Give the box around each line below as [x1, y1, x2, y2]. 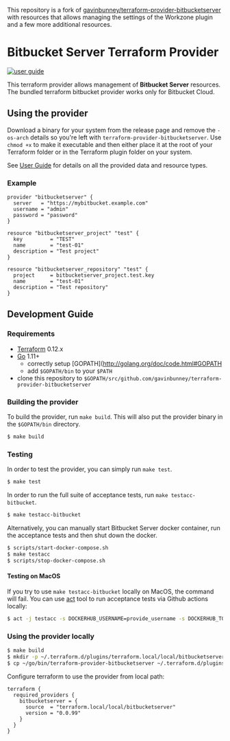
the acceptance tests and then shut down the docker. [7, 531, 157, 539]
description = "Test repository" [13, 284, 109, 291]
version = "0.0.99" [25, 709, 81, 716]
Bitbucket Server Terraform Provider [7, 45, 219, 60]
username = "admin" [13, 206, 69, 213]
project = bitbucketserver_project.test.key [13, 272, 155, 279]
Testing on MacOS [7, 572, 61, 580]
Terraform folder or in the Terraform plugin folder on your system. [7, 148, 193, 156]
